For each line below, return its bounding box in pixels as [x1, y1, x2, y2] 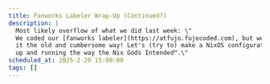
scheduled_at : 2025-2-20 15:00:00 [8, 57, 125, 65]
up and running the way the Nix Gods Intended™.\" [15, 49, 189, 57]
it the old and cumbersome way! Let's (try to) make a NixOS [15, 42, 225, 50]
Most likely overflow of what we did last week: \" [15, 26, 193, 34]
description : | [8, 19, 59, 27]
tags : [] [8, 64, 38, 72]
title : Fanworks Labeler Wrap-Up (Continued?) [8, 11, 167, 20]
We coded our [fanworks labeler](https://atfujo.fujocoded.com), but [15, 34, 253, 42]
